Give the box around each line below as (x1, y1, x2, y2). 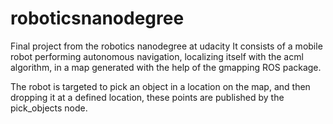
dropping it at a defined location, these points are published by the (10, 91, 285, 103)
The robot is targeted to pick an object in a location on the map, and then (10, 80, 311, 92)
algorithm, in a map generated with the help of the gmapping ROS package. (10, 61, 322, 73)
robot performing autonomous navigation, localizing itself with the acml (10, 50, 304, 62)
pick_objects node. (10, 102, 88, 114)
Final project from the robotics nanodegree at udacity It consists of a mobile (10, 40, 323, 52)
